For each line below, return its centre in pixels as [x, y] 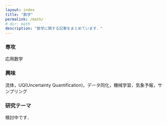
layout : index [20, 10]
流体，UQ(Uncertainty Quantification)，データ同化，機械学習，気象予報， [81, 85]
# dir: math [18, 24]
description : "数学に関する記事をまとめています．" [54, 29]
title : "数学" [19, 15]
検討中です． [18, 117]
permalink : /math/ [24, 19]
